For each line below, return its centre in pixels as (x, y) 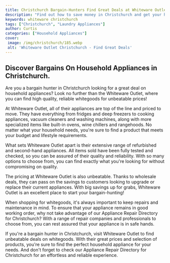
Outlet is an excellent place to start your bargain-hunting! (65, 193)
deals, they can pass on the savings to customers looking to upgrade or (80, 182)
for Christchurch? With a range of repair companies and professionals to (81, 218)
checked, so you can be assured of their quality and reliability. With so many (85, 156)
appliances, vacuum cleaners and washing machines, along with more (78, 119)
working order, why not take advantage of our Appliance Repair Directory (81, 213)
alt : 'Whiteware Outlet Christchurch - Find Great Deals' (70, 48)
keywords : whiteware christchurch (42, 19)
